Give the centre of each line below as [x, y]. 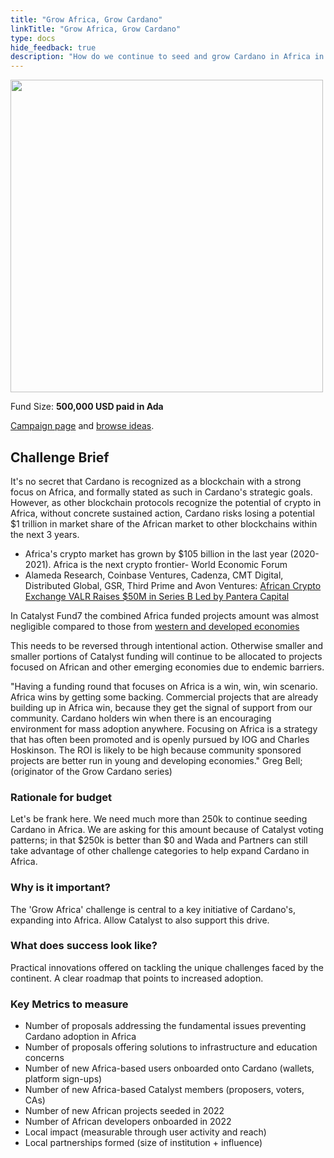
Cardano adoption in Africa [80, 1037]
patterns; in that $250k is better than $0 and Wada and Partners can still [159, 840]
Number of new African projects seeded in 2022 [124, 1111]
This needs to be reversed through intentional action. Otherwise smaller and [167, 645]
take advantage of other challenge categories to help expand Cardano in [160, 851]
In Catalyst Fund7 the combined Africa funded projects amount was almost [165, 615]
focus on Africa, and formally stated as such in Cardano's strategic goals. [161, 492]
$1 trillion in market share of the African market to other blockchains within [164, 523]
